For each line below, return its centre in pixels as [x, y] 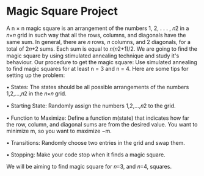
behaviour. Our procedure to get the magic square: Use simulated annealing [102, 62]
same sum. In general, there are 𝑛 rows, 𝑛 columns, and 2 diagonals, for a [99, 42]
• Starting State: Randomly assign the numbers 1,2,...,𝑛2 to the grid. [91, 106]
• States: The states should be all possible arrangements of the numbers [98, 87]
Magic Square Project [62, 11]
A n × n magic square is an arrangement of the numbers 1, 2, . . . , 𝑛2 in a [98, 28]
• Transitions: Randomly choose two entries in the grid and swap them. [96, 142]
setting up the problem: [36, 75]
